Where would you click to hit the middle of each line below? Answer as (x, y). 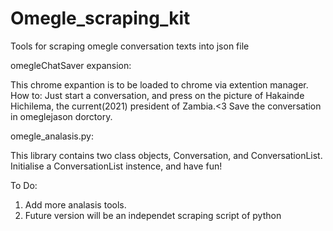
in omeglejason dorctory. (61, 116)
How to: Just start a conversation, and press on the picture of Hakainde (157, 95)
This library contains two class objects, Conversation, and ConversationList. (166, 155)
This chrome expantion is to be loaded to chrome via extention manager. (159, 84)
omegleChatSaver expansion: (71, 65)
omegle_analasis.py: (52, 136)
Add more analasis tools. (75, 204)
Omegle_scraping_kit (100, 18)
